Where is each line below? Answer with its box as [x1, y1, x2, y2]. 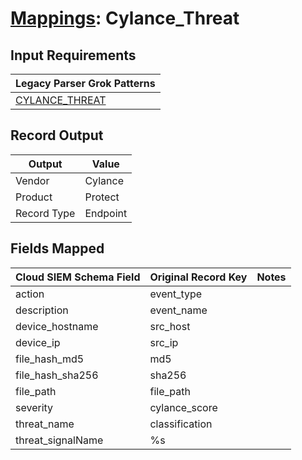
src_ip [149, 335, 179, 349]
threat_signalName [15, 433, 104, 447]
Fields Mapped [10, 240, 105, 257]
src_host [149, 319, 191, 333]
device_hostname [15, 319, 99, 333]
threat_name [15, 417, 75, 431]
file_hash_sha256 [15, 368, 99, 382]
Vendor [15, 173, 50, 187]
